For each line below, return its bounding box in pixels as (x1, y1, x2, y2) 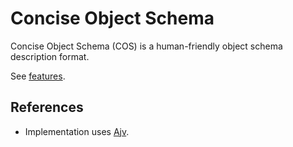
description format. (10, 50, 90, 62)
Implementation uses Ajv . (24, 125, 130, 137)
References (10, 99, 84, 116)
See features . (10, 70, 66, 82)
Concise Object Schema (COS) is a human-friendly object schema (10, 40, 283, 52)
